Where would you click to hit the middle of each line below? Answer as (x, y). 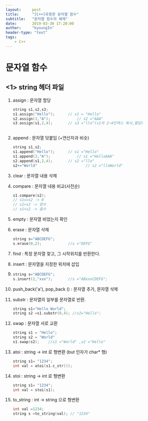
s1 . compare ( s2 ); (29, 195)
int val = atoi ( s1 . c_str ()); (43, 366)
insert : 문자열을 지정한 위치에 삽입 (46, 264)
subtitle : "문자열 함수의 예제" (37, 19)
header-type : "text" (27, 33)
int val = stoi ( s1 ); (34, 390)
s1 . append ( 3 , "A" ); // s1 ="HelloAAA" (63, 156)
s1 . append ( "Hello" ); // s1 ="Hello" (56, 152)
